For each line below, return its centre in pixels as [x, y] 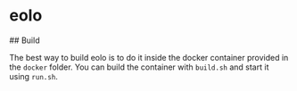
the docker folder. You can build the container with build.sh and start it [139, 67]
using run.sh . [33, 76]
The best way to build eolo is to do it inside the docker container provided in [149, 57]
